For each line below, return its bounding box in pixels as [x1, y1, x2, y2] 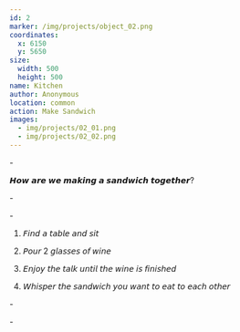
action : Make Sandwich [9, 107, 96, 116]
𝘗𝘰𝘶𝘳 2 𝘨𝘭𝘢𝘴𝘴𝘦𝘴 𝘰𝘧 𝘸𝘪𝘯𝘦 [22, 245, 111, 256]
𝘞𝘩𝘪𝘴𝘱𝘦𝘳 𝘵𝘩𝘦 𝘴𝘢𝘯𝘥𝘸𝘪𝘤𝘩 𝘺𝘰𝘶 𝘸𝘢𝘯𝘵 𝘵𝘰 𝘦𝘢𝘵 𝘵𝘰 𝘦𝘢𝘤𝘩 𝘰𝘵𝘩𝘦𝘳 [22, 280, 231, 292]
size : [9, 56, 30, 65]
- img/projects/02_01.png [17, 124, 117, 133]
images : [9, 115, 39, 124]
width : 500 [17, 65, 59, 74]
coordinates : [9, 30, 59, 39]
